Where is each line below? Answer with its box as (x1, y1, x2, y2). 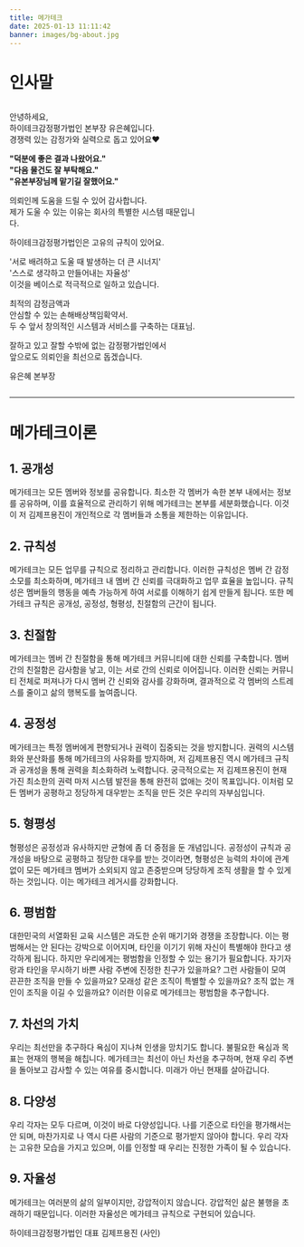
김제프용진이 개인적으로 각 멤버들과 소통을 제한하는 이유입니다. (28, 509, 249, 521)
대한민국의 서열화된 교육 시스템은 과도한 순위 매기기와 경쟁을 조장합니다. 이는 (9, 930, 280, 942)
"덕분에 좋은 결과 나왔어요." (9, 153, 107, 164)
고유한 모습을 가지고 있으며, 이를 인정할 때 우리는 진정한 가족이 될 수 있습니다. (18, 1142, 291, 1153)
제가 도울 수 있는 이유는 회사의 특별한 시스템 (9, 206, 165, 217)
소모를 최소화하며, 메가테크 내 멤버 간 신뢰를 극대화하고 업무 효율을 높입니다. (9, 576, 278, 587)
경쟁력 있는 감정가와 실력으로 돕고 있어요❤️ (9, 134, 160, 145)
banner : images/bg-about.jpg (9, 30, 119, 39)
